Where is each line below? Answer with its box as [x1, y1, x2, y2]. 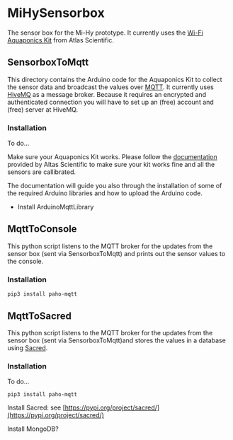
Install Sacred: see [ [7, 403, 65, 412]
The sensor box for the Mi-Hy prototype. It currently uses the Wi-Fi [7, 28, 203, 37]
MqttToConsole [7, 223, 77, 235]
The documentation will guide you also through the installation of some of [7, 182, 222, 190]
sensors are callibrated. [7, 168, 76, 176]
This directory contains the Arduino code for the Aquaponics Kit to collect [7, 75, 222, 83]
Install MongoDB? [7, 424, 59, 433]
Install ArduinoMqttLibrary [17, 203, 94, 212]
